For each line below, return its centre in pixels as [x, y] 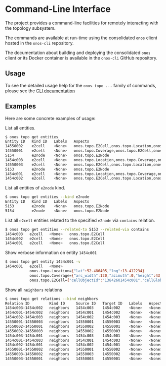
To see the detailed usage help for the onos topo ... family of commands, [81, 85]
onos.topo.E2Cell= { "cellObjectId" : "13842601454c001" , [86, 280]
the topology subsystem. [30, 28]
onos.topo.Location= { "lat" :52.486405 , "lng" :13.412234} [87, 271]
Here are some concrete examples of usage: [50, 118]
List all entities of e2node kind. [35, 188]
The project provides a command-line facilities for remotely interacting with [82, 23]
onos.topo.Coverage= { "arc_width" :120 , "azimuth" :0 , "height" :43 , [96, 275]
